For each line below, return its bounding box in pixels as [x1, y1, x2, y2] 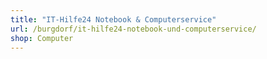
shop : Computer [10, 33, 74, 43]
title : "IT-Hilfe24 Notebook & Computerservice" [10, 14, 217, 25]
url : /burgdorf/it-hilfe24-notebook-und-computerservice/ [10, 24, 257, 34]
